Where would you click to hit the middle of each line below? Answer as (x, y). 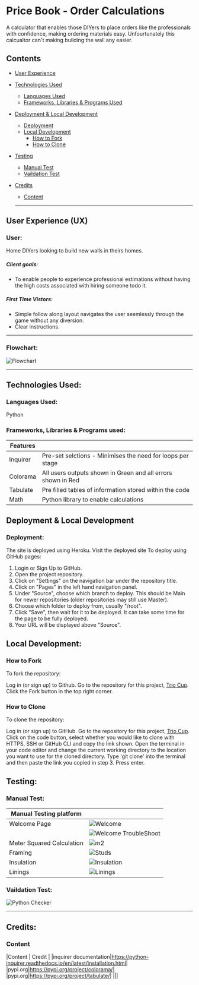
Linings (19, 872)
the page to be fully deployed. (51, 618)
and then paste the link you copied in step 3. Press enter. (76, 763)
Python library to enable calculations (93, 499)
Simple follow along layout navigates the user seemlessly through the (99, 314)
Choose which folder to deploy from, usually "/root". (78, 606)
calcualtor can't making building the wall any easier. (69, 40)
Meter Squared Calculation (46, 843)
